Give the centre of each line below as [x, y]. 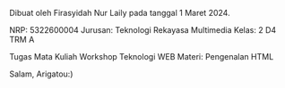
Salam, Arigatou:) [41, 74]
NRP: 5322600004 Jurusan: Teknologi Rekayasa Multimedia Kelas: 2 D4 [143, 30]
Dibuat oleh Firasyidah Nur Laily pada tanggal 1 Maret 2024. [120, 13]
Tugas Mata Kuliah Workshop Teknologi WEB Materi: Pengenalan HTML [142, 56]
